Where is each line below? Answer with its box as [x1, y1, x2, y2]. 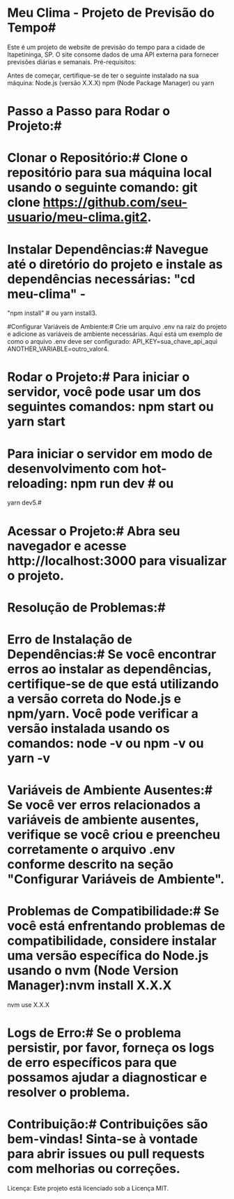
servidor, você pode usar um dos [7, 384, 201, 400]
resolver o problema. [7, 1084, 130, 1100]
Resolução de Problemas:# [7, 599, 166, 616]
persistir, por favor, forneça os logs [7, 1040, 214, 1056]
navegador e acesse [7, 538, 127, 553]
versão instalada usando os [7, 720, 170, 736]
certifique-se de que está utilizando [7, 676, 219, 692]
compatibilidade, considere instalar [7, 933, 217, 949]
